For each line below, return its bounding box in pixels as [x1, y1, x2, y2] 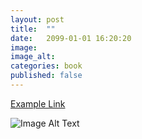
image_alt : [10, 52, 56, 62]
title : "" [10, 24, 56, 34]
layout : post [10, 14, 65, 25]
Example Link [10, 97, 66, 110]
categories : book [10, 61, 83, 71]
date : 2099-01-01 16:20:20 [10, 33, 132, 43]
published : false [10, 71, 83, 81]
